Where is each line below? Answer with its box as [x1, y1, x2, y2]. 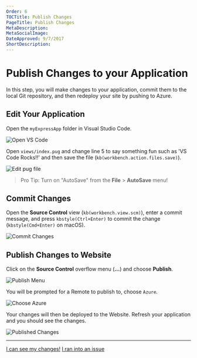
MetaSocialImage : [6, 31, 49, 36]
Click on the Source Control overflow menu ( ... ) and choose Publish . [6, 265, 173, 273]
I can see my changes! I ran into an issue [6, 346, 105, 353]
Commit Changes [6, 194, 72, 204]
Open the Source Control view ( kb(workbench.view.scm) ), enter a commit [6, 209, 182, 216]
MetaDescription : [6, 25, 49, 31]
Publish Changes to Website [6, 250, 111, 260]
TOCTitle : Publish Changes [6, 14, 72, 20]
